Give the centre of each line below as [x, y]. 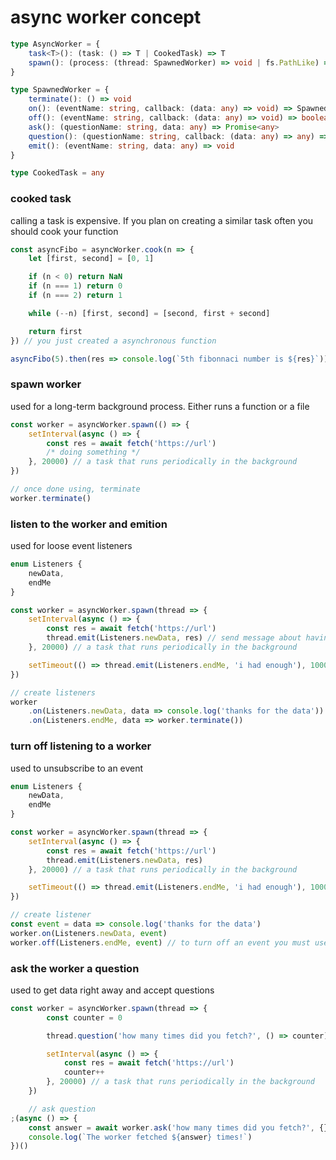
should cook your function [64, 231]
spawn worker [46, 384]
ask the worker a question [75, 968]
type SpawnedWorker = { [60, 90]
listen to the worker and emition [89, 524]
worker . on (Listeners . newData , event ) [89, 933]
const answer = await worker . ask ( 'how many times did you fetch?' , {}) [180, 1127]
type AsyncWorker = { [55, 44]
